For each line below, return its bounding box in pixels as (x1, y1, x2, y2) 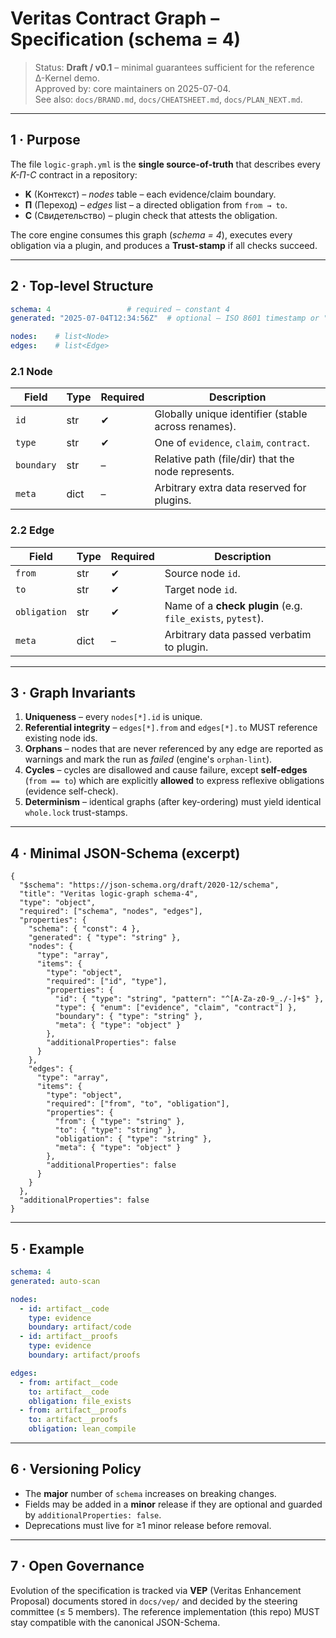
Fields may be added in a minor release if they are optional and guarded (24, 1498, 323, 1510)
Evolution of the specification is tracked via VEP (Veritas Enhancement (10, 1584, 302, 1596)
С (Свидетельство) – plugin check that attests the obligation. (24, 209, 278, 221)
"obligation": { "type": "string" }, (54, 1134, 213, 1144)
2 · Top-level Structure (10, 278, 154, 295)
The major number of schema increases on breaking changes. (24, 1487, 277, 1499)
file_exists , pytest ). (164, 611, 265, 625)
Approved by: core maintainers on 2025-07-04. (34, 82, 232, 94)
